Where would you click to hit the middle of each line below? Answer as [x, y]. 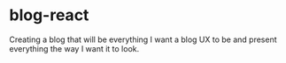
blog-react [49, 15]
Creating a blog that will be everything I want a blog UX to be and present [143, 39]
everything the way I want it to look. [74, 48]
